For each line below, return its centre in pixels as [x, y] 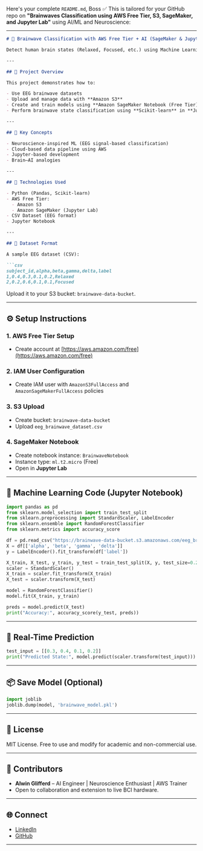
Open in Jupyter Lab [41, 468]
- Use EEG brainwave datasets [44, 93]
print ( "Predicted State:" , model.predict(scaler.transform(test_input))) [101, 657]
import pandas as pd [32, 507]
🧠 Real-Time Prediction [50, 638]
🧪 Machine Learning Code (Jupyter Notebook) [95, 493]
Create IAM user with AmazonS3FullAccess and [72, 384]
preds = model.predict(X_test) [46, 607]
